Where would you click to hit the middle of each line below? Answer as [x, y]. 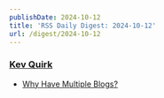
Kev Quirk [31, 64]
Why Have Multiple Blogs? [70, 84]
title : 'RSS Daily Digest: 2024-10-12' [83, 26]
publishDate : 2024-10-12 [55, 17]
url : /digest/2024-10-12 [55, 34]
